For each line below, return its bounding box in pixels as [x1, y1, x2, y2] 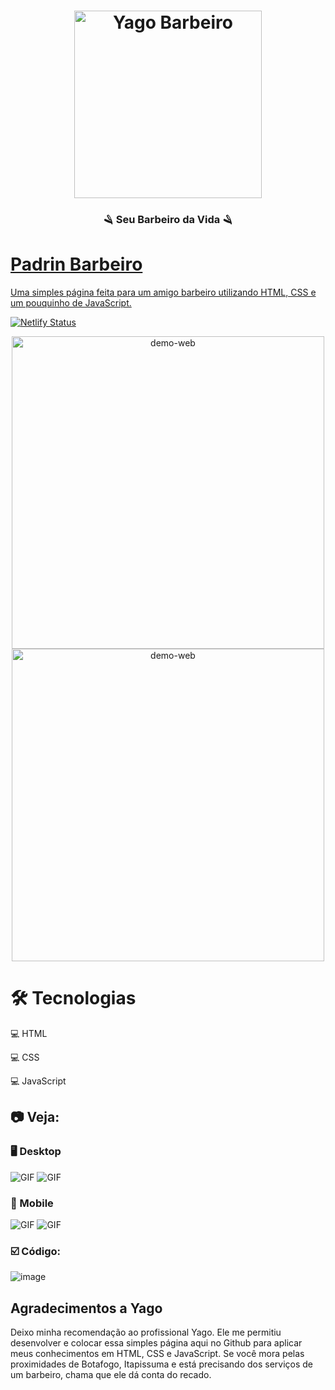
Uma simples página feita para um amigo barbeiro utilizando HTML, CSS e [10, 286, 317, 299]
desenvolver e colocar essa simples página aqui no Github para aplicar [10, 1337, 303, 1349]
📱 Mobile [10, 1196, 54, 1210]
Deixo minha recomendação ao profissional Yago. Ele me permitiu [10, 1326, 282, 1339]
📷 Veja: [10, 1109, 60, 1126]
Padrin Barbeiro [10, 253, 143, 276]
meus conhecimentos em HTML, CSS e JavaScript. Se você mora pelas [10, 1348, 305, 1360]
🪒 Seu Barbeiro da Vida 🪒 [103, 213, 233, 227]
